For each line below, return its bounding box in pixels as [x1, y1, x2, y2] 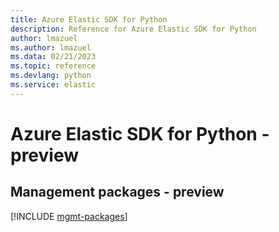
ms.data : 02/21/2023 [10, 52, 97, 62]
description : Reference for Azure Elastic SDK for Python [10, 24, 257, 34]
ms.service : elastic [10, 80, 97, 90]
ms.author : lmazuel [10, 42, 92, 53]
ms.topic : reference [10, 61, 97, 71]
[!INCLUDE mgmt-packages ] [10, 210, 128, 222]
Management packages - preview [10, 184, 225, 201]
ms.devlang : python [10, 71, 92, 81]
